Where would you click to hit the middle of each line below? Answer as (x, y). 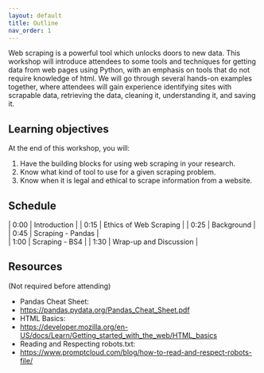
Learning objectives (59, 129)
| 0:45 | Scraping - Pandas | (54, 233)
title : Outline (33, 23)
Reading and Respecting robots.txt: (78, 344)
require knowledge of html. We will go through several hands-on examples (130, 79)
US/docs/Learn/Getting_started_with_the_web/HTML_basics (118, 335)
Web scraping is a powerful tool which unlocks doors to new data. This (124, 53)
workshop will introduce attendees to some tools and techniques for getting (132, 61)
